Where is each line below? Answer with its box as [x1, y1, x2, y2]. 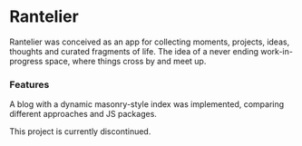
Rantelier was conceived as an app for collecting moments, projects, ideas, [9, 36, 290, 47]
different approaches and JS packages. [9, 109, 157, 120]
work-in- [260, 45, 293, 56]
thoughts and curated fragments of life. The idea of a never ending [9, 45, 259, 56]
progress [9, 55, 44, 66]
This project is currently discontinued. [9, 126, 151, 137]
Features [9, 78, 50, 91]
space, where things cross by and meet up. [44, 55, 207, 66]
